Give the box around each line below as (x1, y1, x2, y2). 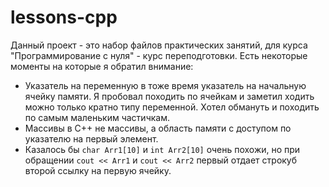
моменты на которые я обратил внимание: (10, 60, 194, 72)
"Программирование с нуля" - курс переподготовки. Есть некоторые (10, 49, 308, 61)
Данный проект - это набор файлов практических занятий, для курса (10, 39, 308, 51)
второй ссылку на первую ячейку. (24, 164, 172, 176)
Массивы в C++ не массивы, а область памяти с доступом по (24, 122, 292, 134)
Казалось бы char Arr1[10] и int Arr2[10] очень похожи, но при (24, 143, 301, 155)
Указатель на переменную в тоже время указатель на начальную (24, 79, 307, 91)
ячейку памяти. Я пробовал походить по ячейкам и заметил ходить (24, 90, 315, 102)
